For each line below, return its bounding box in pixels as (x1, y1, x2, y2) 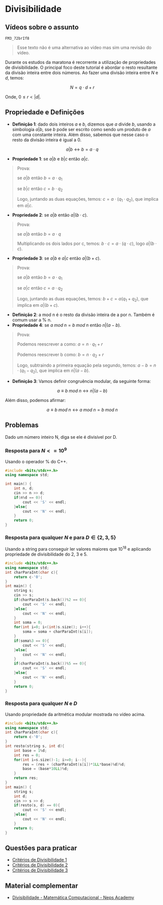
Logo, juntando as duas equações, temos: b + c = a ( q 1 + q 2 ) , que (17, 295, 148, 303)
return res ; (14, 775, 38, 781)
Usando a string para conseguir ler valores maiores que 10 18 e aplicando (5, 545, 151, 552)
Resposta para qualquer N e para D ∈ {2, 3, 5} (5, 534, 116, 541)
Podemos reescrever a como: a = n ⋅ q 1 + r (17, 341, 103, 348)
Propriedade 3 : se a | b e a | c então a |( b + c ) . (12, 255, 101, 261)
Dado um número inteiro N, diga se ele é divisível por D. (5, 434, 117, 440)
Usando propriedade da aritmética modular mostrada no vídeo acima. (5, 711, 145, 717)
